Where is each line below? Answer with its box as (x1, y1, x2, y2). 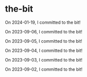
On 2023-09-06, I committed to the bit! (5, 29, 83, 34)
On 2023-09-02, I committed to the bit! (5, 66, 83, 72)
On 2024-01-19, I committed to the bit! (5, 19, 81, 25)
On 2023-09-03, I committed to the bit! (5, 57, 83, 62)
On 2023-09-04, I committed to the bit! (5, 47, 83, 53)
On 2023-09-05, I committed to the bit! (5, 38, 83, 44)
